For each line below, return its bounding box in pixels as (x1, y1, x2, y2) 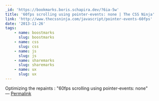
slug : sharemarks (18, 62, 55, 67)
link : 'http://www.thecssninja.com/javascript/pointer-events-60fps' (5, 16, 153, 21)
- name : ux (14, 67, 37, 72)
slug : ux (18, 72, 37, 77)
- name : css (14, 40, 39, 45)
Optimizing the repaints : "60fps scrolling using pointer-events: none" (5, 85, 148, 91)
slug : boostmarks (18, 35, 55, 40)
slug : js (18, 53, 37, 58)
